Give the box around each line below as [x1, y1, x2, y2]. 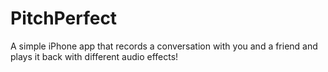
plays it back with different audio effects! [10, 50, 179, 62]
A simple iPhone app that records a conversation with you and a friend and [10, 40, 318, 52]
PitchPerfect [10, 7, 118, 30]
